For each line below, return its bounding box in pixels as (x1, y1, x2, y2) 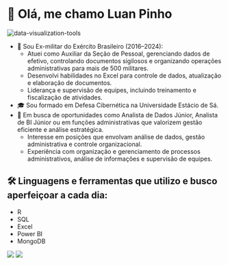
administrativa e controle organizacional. (27, 140, 142, 148)
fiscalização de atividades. (27, 93, 103, 102)
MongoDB (16, 237, 46, 245)
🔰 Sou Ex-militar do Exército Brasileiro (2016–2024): (16, 42, 163, 50)
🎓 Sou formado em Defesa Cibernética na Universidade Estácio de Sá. (16, 101, 219, 109)
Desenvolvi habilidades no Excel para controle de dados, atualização (27, 71, 221, 80)
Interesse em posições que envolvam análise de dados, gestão (27, 132, 205, 141)
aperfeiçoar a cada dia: (7, 189, 108, 201)
